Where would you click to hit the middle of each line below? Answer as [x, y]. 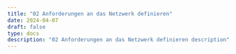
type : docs [23, 33]
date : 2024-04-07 [33, 20]
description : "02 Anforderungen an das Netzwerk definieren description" [119, 40]
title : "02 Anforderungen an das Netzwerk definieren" [90, 14]
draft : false [27, 27]
